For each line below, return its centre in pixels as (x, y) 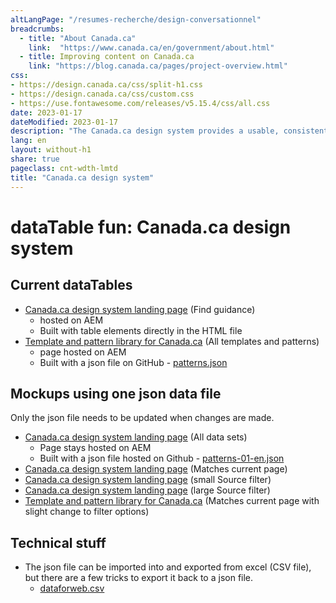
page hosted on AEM (83, 352)
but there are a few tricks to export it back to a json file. (139, 578)
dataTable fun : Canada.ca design (151, 227)
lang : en (28, 141)
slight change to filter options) (87, 512)
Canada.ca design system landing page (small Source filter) (148, 480)
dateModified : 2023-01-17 (64, 122)
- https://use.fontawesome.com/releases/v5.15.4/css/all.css (140, 103)
